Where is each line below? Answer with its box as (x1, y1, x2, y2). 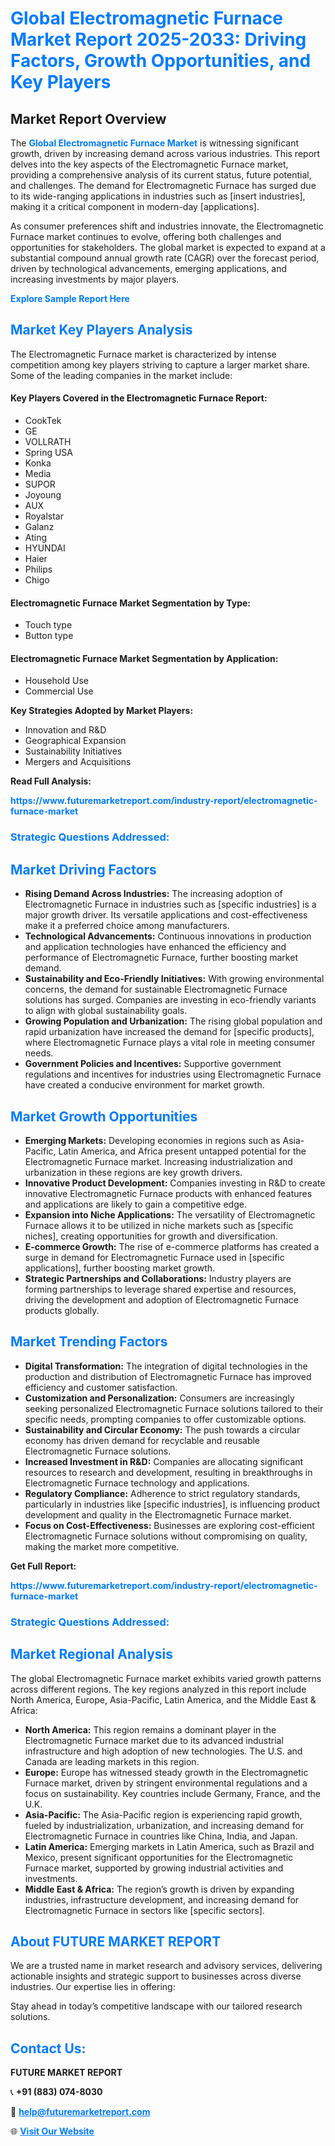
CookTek (24, 415, 62, 427)
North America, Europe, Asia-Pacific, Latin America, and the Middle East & (10, 1693, 317, 1706)
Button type (24, 630, 74, 642)
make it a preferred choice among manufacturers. (24, 920, 230, 932)
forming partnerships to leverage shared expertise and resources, (24, 1283, 297, 1295)
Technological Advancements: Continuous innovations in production (24, 930, 312, 942)
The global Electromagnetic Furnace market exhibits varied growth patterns (10, 1672, 322, 1684)
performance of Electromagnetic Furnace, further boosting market (24, 952, 298, 964)
